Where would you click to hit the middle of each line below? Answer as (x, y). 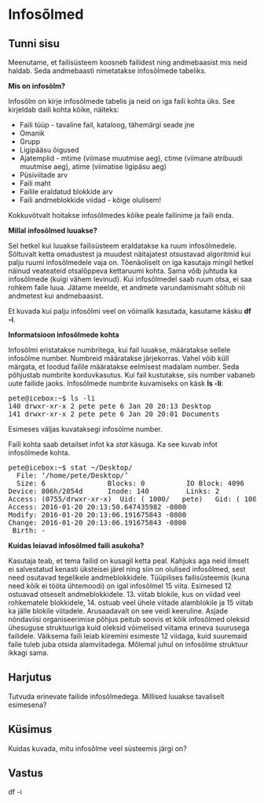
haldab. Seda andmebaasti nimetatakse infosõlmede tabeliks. (107, 71)
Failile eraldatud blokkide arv (66, 192)
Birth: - (29, 530)
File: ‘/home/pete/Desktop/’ (72, 475)
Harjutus (30, 678)
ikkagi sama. (28, 653)
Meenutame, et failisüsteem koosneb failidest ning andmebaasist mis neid (128, 62)
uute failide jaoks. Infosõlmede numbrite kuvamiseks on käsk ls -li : (116, 383)
